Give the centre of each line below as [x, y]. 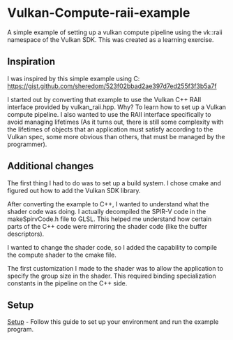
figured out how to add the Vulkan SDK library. [74, 190]
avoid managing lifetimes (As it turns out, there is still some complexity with [116, 122]
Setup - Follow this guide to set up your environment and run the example [113, 322]
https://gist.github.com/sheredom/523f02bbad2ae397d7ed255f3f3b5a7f [112, 86]
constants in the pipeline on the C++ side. [67, 283]
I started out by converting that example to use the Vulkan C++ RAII [104, 99]
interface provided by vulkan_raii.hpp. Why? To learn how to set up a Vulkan [117, 107]
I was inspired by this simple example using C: [74, 78]
